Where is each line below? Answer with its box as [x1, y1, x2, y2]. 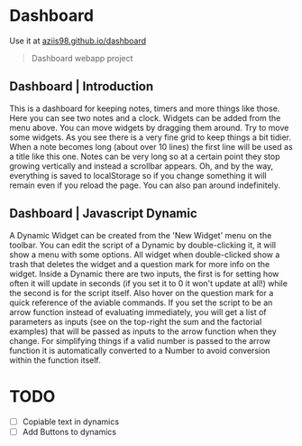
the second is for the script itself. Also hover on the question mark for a [9, 287, 274, 298]
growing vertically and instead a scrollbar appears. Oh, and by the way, [9, 160, 274, 172]
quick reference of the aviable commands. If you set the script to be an [9, 297, 273, 308]
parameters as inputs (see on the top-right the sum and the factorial [9, 316, 262, 327]
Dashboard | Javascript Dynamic [9, 206, 198, 221]
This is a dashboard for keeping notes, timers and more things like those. [9, 103, 280, 114]
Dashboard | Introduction [9, 79, 154, 95]
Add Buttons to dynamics [22, 426, 117, 437]
